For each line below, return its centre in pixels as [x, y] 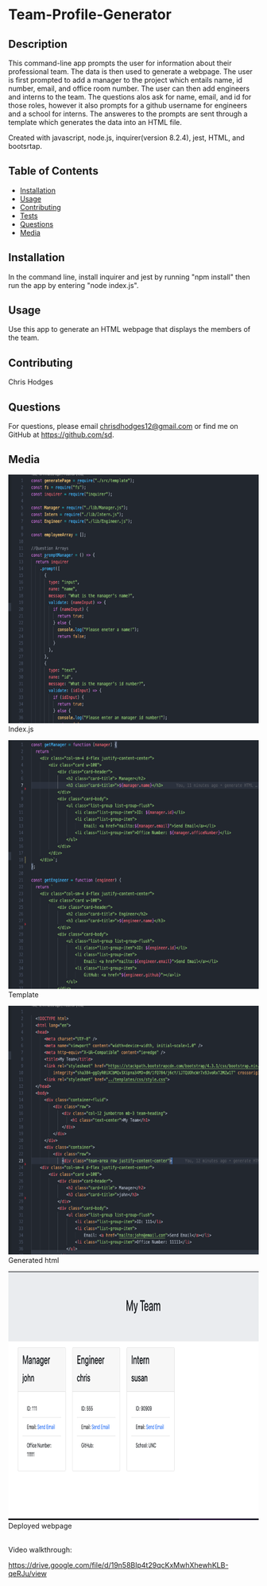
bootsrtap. [25, 146]
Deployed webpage [40, 1526]
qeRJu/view [28, 1573]
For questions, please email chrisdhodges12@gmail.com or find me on [123, 427]
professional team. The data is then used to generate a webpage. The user [130, 72]
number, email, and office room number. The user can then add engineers [129, 88]
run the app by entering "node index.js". [74, 285]
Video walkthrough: [40, 1549]
